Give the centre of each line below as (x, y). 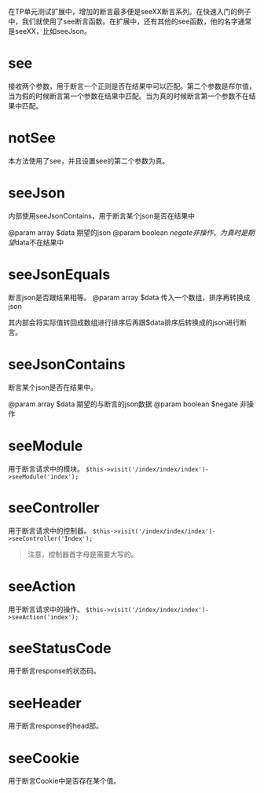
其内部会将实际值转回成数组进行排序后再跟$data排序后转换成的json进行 (124, 322)
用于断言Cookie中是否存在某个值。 (64, 781)
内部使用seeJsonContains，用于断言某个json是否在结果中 (101, 215)
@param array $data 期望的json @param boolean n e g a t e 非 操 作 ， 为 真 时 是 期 (132, 232)
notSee (32, 138)
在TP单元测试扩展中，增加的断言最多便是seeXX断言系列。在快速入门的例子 (130, 11)
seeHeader (45, 703)
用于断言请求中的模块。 (46, 468)
